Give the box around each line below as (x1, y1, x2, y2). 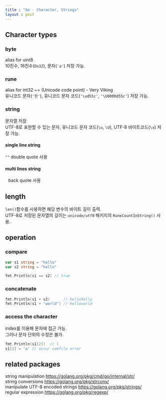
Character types (5, 31, 57, 39)
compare (5, 248, 27, 255)
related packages (5, 360, 61, 368)
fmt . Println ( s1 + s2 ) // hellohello (5, 296, 93, 302)
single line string (5, 142, 41, 148)
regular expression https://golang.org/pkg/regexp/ (5, 389, 109, 395)
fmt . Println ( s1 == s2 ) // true (5, 273, 70, 278)
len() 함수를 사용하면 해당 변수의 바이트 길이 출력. (5, 206, 102, 212)
